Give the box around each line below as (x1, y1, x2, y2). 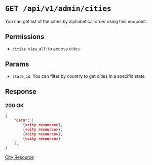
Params (5, 60, 29, 68)
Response (5, 87, 37, 96)
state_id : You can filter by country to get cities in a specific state (12, 73, 145, 79)
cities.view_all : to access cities (12, 46, 80, 52)
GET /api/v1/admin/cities (5, 4, 112, 13)
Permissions (5, 33, 44, 41)
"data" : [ (14, 118, 35, 123)
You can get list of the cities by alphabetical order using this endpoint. (5, 18, 147, 24)
